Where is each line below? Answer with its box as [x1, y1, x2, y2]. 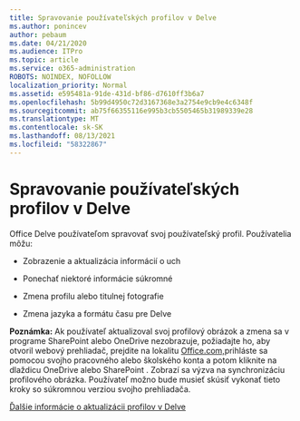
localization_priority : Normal [9, 81, 128, 90]
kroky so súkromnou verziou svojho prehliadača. [9, 383, 191, 395]
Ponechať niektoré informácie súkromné [22, 273, 173, 284]
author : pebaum [9, 30, 67, 39]
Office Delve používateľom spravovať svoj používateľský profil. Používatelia [9, 228, 292, 239]
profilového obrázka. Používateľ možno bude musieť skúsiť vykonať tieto [9, 374, 281, 385]
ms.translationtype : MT [9, 114, 100, 123]
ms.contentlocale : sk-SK [9, 123, 103, 132]
